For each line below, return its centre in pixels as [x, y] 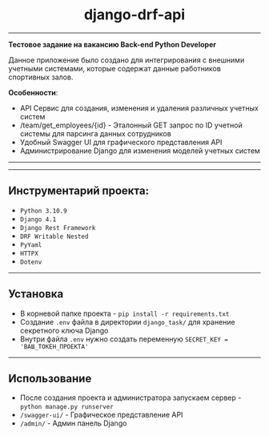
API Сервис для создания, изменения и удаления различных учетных [139, 108]
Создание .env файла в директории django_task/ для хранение [127, 321]
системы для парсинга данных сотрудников [96, 133]
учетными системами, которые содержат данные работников [115, 68]
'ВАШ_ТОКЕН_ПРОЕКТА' [54, 346]
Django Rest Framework [58, 228]
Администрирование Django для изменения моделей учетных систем [140, 151]
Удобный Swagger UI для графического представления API [121, 142]
